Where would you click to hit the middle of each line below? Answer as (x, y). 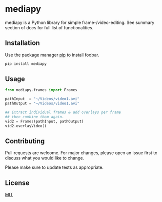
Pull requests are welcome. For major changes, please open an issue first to (81, 153)
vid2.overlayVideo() (26, 126)
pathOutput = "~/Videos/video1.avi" (42, 103)
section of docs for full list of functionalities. (49, 27)
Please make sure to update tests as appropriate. (54, 167)
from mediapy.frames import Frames (41, 90)
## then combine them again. (35, 117)
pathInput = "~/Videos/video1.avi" (42, 99)
